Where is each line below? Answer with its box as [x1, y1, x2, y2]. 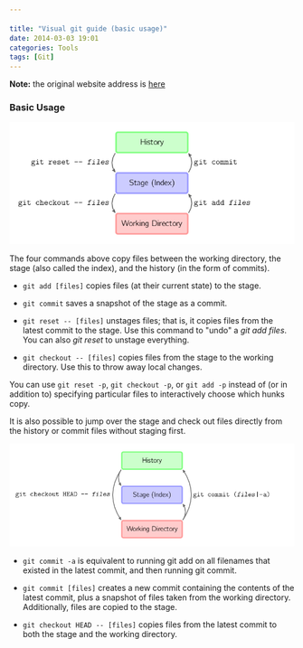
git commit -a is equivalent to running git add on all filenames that [22, 556, 270, 566]
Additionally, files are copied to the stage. [22, 602, 178, 612]
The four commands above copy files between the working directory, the [9, 253, 282, 264]
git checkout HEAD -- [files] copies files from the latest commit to [22, 619, 278, 630]
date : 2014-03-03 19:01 [9, 33, 99, 42]
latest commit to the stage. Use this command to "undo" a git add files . [22, 325, 288, 336]
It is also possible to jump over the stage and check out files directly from [9, 416, 283, 427]
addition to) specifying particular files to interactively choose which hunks [9, 389, 285, 399]
